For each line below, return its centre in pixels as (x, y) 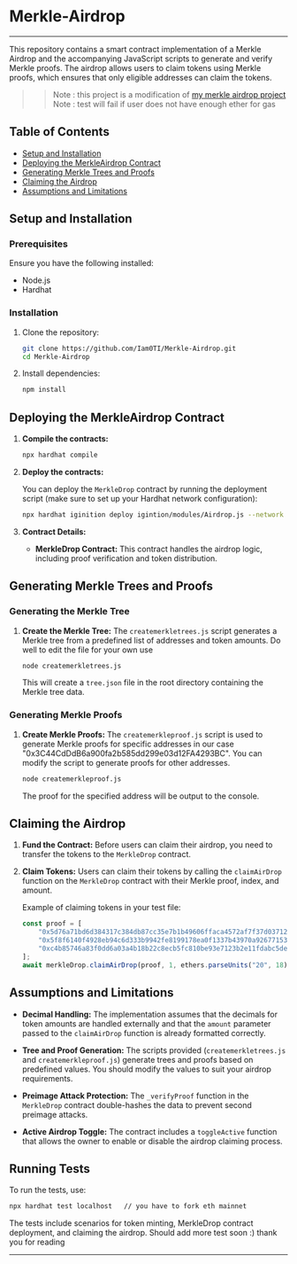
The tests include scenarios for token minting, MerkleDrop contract (131, 1223)
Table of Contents (60, 132)
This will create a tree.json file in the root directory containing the (142, 683)
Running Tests (49, 1169)
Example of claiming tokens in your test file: (101, 908)
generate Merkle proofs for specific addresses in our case (128, 744)
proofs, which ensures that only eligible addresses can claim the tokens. (141, 77)
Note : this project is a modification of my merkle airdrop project (169, 94)
